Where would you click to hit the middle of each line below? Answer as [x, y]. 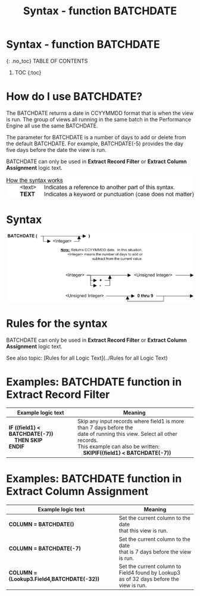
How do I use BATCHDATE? [74, 97]
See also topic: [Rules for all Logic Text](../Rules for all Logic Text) [87, 358]
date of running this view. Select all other [127, 434]
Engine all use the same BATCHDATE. [52, 126]
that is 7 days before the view [155, 551]
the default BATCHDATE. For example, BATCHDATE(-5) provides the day [95, 143]
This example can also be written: [118, 447]
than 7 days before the [105, 428]
